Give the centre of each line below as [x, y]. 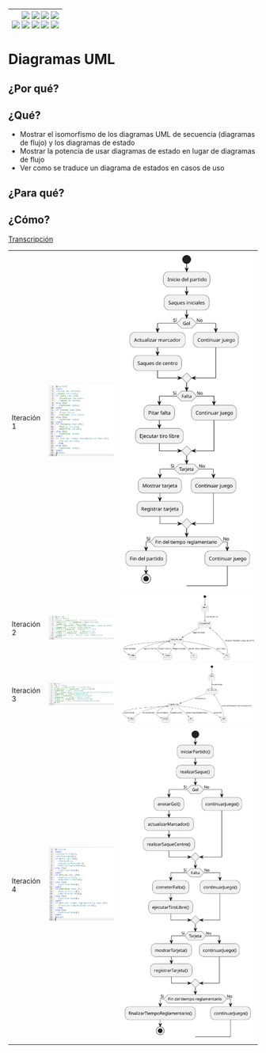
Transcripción [31, 239]
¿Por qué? [34, 88]
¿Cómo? [29, 220]
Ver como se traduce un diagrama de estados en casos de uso [122, 168]
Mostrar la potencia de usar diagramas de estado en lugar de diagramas [137, 151]
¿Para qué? [36, 193]
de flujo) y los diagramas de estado [77, 143]
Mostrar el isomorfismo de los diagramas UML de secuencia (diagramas [137, 135]
